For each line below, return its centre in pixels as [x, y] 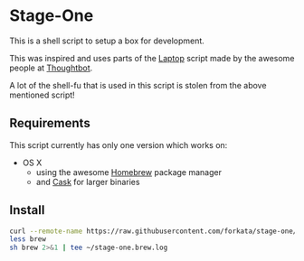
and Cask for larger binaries [88, 182]
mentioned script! [42, 95]
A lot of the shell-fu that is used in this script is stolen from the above [138, 85]
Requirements [50, 123]
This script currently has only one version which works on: [119, 144]
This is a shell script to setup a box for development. [107, 41]
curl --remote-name [46, 231]
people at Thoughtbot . [51, 68]
